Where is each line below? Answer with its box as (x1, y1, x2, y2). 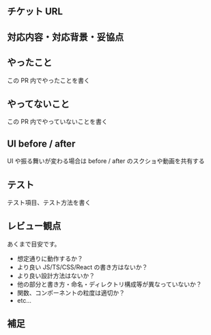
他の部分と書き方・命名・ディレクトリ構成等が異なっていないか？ (16, 280, 203, 288)
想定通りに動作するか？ (16, 254, 83, 262)
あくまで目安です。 (7, 240, 61, 248)
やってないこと (7, 98, 70, 110)
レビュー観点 (7, 221, 61, 232)
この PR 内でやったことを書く (7, 76, 90, 84)
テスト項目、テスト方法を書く (7, 199, 91, 207)
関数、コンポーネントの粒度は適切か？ (16, 288, 125, 297)
